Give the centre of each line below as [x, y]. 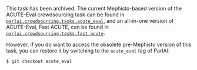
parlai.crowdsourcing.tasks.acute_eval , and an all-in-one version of [90, 21]
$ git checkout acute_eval [39, 61]
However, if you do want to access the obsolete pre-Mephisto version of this [99, 44]
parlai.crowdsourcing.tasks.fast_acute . [56, 33]
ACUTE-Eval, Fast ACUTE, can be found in [57, 27]
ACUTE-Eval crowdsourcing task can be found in [65, 15]
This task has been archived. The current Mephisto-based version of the [94, 8]
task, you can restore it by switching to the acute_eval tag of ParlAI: [88, 51]
